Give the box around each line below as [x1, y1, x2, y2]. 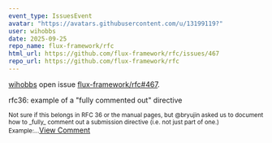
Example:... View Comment [8, 125, 91, 135]
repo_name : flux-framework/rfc [8, 42, 114, 50]
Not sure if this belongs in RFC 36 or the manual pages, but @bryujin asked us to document [8, 110, 264, 119]
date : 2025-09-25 [8, 34, 67, 43]
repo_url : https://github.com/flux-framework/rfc [8, 58, 180, 66]
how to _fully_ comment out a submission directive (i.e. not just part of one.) [8, 118, 219, 126]
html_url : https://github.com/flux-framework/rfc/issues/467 [8, 50, 220, 58]
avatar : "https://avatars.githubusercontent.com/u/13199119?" [8, 19, 223, 28]
